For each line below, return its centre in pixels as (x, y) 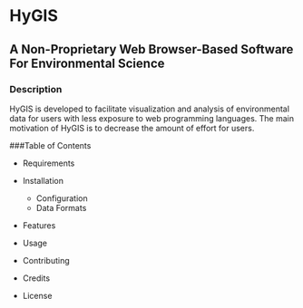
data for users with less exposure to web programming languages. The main (152, 118)
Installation (43, 180)
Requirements (49, 163)
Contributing (46, 260)
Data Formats (61, 207)
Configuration (62, 198)
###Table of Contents (50, 145)
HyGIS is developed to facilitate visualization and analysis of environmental (150, 109)
